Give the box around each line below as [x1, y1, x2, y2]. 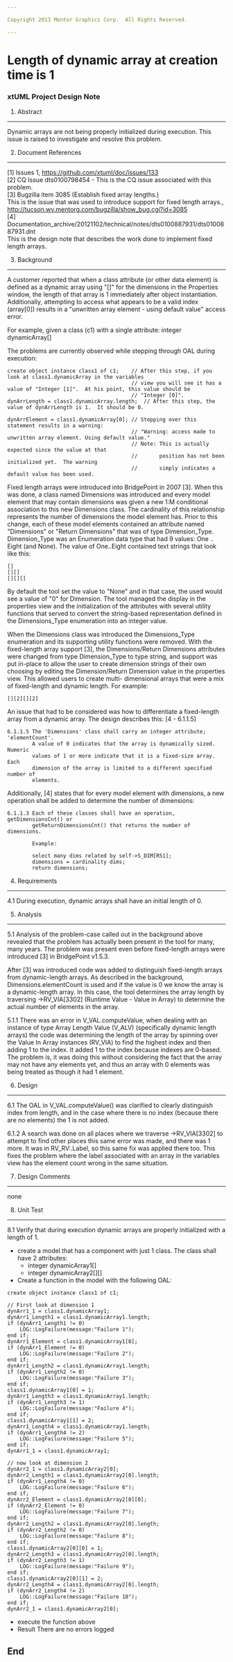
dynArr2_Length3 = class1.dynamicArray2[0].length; [7, 1551, 159, 1558]
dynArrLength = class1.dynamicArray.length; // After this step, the [7, 398, 216, 405]
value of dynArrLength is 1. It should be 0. [7, 404, 144, 411]
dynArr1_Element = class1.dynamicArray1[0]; [7, 1338, 138, 1345]
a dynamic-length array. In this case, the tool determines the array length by [7, 988, 225, 997]
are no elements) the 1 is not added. [7, 1116, 110, 1124]
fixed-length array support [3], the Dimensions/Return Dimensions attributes [7, 645, 225, 654]
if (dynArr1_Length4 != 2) [7, 1429, 85, 1436]
